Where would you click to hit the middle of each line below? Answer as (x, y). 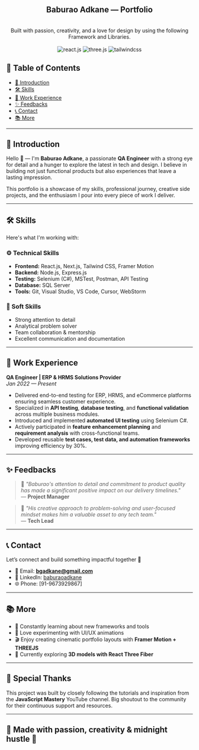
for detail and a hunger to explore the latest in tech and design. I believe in (97, 165)
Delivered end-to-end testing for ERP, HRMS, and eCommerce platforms (103, 395)
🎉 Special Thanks (39, 678)
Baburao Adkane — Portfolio (99, 10)
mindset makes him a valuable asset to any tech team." (89, 514)
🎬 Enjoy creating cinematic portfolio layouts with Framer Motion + (95, 639)
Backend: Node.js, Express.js (51, 272)
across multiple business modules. (57, 414)
